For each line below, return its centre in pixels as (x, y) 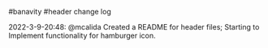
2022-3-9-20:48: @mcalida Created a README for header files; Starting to (134, 27)
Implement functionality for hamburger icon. (82, 36)
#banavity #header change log (60, 12)
